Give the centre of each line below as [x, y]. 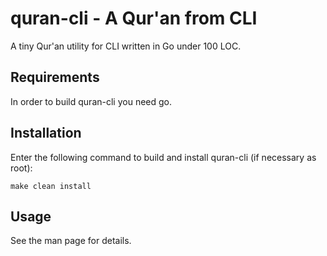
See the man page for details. [71, 241]
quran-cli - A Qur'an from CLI [134, 18]
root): [21, 168]
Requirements [55, 77]
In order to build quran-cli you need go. [91, 101]
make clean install [51, 186]
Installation [46, 133]
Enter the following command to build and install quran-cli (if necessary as [163, 157]
